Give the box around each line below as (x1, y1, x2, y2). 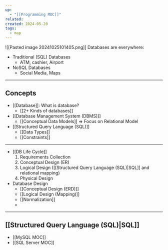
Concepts (5, 89, 36, 97)
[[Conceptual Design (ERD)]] (19, 185, 79, 191)
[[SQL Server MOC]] (12, 239, 54, 245)
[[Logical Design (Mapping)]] (19, 191, 80, 197)
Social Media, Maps (19, 70, 61, 75)
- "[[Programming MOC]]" (9, 12, 61, 17)
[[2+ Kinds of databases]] (19, 107, 73, 113)
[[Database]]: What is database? (12, 102, 79, 108)
